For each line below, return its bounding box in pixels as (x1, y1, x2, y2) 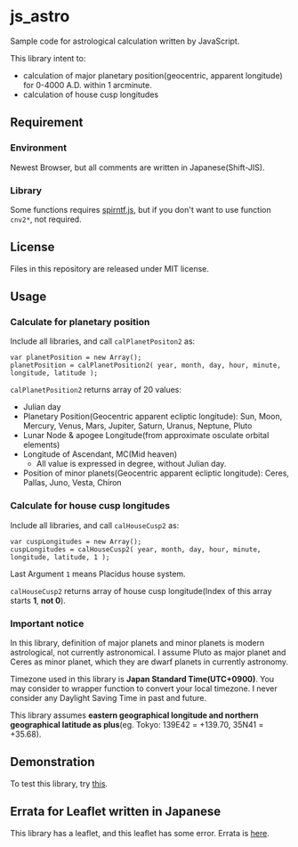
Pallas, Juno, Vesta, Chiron (22, 477, 123, 488)
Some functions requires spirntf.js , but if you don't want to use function (10, 204, 271, 215)
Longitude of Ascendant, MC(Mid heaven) (22, 449, 178, 460)
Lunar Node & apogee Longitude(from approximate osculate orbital (22, 430, 270, 441)
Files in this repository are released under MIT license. (10, 263, 210, 273)
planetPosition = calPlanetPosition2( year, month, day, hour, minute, (10, 361, 281, 371)
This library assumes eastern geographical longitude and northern (10, 710, 259, 721)
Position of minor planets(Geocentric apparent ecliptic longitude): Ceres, (22, 468, 290, 478)
